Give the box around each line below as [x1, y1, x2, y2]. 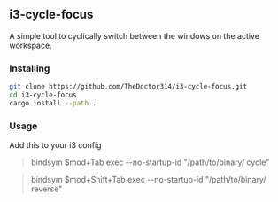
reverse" [30, 183, 63, 194]
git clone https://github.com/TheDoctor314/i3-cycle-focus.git [9, 82, 248, 91]
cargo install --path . [9, 98, 97, 107]
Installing [9, 62, 50, 74]
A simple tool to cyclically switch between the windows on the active [9, 30, 259, 41]
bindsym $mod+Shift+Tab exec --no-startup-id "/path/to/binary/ [30, 175, 266, 185]
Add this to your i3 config [9, 140, 102, 151]
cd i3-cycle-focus [9, 90, 77, 99]
